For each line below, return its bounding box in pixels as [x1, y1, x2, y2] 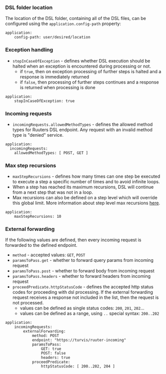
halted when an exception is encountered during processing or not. [12, 63, 151, 69]
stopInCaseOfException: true [14, 98, 75, 104]
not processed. [12, 300, 44, 306]
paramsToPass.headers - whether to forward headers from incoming [12, 273, 151, 279]
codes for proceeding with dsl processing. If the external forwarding [12, 289, 153, 295]
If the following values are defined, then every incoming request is [5, 237, 141, 243]
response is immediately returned [19, 74, 89, 80]
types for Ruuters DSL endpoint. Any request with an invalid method [12, 127, 152, 133]
